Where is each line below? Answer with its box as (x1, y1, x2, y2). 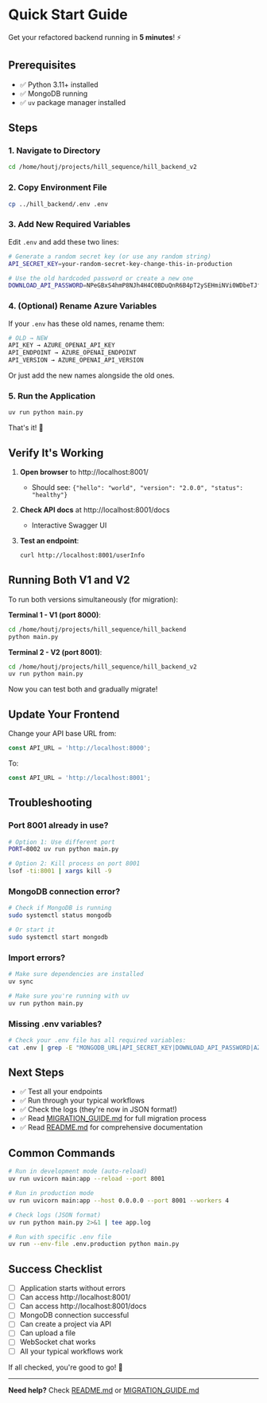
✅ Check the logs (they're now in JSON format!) (19, 1105, 177, 1115)
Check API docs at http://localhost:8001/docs (19, 505, 170, 515)
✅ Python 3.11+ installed (19, 80, 99, 89)
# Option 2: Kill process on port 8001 (8, 860, 141, 868)
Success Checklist (8, 1262, 103, 1276)
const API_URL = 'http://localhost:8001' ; (8, 774, 151, 782)
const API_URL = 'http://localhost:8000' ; (8, 744, 151, 752)
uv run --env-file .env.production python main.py (8, 1240, 180, 1248)
